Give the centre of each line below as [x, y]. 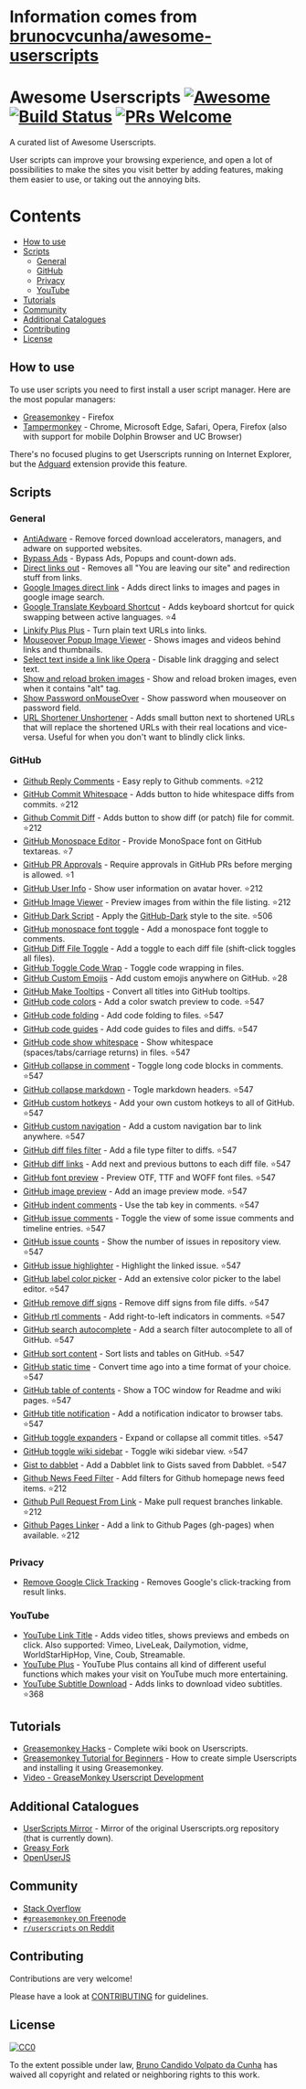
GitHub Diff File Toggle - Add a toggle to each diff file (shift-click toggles [159, 948]
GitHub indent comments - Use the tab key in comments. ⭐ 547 [141, 1205]
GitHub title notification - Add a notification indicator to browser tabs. [153, 1413]
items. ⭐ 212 [45, 1488]
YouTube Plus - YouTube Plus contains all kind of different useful [144, 1665]
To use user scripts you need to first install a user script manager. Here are [150, 389]
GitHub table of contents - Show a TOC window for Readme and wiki [152, 1390]
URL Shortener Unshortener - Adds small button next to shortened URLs [158, 717]
